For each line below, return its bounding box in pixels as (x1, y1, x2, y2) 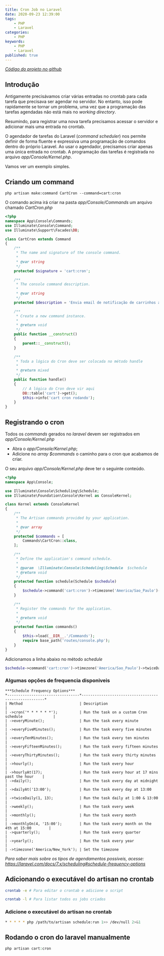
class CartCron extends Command (5, 236, 71, 242)
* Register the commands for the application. (16, 606, 112, 611)
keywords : (5, 39, 25, 44)
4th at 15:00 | (5, 826, 51, 830)
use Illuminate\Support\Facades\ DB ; (5, 227, 80, 233)
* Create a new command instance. (16, 313, 86, 319)
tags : (5, 16, 16, 21)
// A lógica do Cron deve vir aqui (22, 386, 95, 391)
